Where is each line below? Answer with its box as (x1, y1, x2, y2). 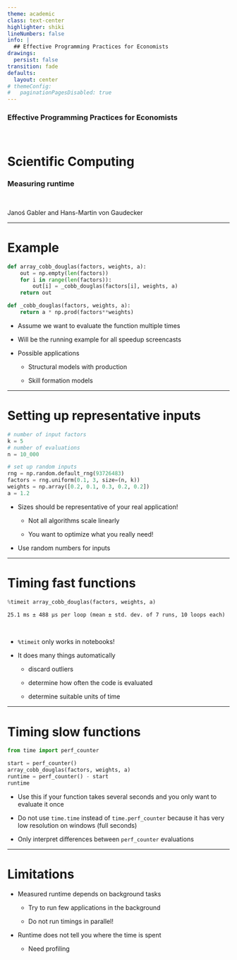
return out (20, 289, 52, 297)
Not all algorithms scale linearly (28, 516, 120, 525)
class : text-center (7, 17, 65, 24)
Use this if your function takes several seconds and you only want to (17, 792, 217, 801)
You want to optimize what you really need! (28, 529, 154, 538)
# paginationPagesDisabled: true (7, 89, 112, 96)
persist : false (13, 57, 59, 64)
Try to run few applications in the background (28, 903, 161, 912)
